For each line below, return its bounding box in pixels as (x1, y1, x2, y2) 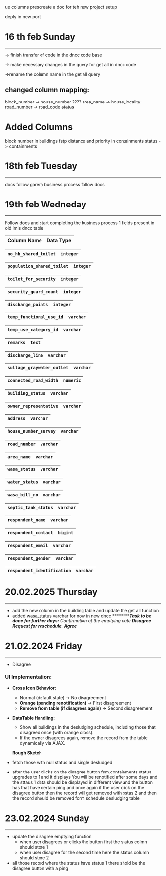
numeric (63, 377, 81, 383)
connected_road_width (7, 377, 58, 383)
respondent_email (7, 542, 48, 548)
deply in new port (5, 14, 41, 19)
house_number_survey (7, 428, 56, 434)
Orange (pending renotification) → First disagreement (19, 700, 132, 706)
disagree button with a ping (12, 865, 68, 871)
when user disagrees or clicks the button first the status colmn (19, 839, 147, 845)
